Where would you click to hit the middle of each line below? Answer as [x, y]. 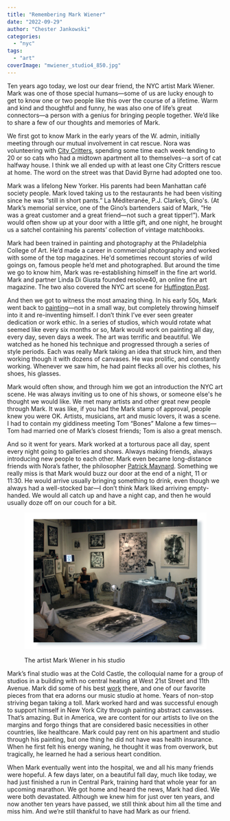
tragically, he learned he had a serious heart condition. [84, 754]
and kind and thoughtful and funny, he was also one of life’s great [100, 107]
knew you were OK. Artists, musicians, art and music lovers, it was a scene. [114, 416]
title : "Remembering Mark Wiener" [57, 14]
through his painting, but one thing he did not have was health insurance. [111, 739]
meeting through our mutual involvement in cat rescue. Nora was [99, 143]
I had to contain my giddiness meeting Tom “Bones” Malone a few [100, 423]
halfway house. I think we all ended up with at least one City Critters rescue [114, 165]
